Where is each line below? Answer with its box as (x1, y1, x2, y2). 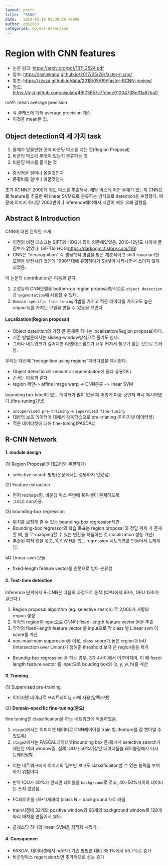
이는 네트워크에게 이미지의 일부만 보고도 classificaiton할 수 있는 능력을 (12, 762, 151, 768)
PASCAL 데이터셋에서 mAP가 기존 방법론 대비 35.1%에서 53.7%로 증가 (12, 848, 151, 854)
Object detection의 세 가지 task (5, 132, 102, 141)
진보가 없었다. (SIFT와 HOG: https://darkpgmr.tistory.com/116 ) (12, 245, 137, 251)
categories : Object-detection (5, 26, 69, 31)
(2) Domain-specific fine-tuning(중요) (5, 705, 85, 711)
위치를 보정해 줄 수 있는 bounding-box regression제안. (12, 519, 121, 525)
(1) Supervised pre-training (5, 684, 61, 690)
